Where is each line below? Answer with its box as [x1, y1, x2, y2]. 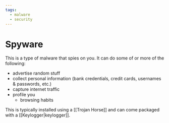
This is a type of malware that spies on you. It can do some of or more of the [5, 55, 164, 61]
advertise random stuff [12, 70, 61, 76]
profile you [12, 92, 35, 98]
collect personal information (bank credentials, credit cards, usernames [12, 76, 161, 82]
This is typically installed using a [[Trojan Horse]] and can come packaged [5, 107, 160, 113]
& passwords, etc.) [12, 81, 52, 87]
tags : [5, 7, 17, 13]
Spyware [5, 38, 43, 50]
